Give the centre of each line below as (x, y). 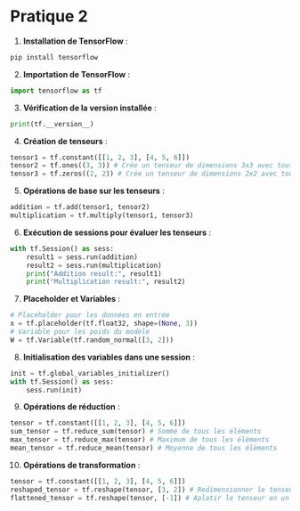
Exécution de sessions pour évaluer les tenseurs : (117, 232)
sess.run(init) (54, 390)
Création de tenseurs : (65, 141)
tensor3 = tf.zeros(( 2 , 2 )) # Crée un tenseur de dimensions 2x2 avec (144, 174)
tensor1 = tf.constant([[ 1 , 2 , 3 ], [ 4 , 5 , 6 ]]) (100, 158)
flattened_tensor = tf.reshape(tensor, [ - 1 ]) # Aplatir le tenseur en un (150, 498)
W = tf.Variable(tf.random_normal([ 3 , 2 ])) (92, 340)
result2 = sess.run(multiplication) (94, 265)
